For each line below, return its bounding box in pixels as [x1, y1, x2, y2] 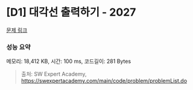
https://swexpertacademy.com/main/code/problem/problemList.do [21, 77, 188, 85]
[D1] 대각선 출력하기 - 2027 [6, 5, 136, 19]
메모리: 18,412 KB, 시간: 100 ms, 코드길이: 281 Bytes [6, 58, 131, 65]
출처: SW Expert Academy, [21, 70, 87, 78]
